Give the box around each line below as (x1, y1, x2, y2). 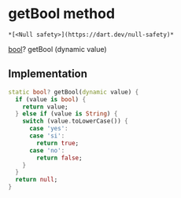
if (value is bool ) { (15, 95, 87, 103)
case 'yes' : (28, 125, 68, 133)
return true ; (36, 139, 79, 147)
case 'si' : (28, 132, 65, 140)
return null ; (15, 176, 58, 184)
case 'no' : (28, 146, 65, 154)
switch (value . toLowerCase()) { (22, 117, 128, 126)
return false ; (36, 154, 83, 162)
